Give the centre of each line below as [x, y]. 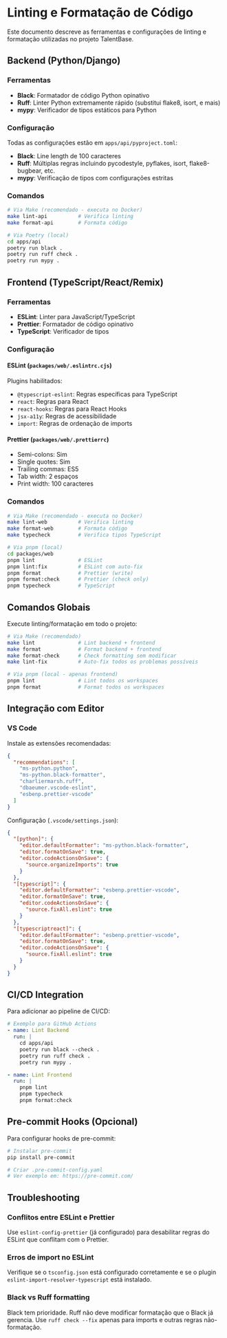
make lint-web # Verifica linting [71, 522]
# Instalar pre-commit [40, 1151]
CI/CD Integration [45, 995]
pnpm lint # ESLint [55, 560]
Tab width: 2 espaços [48, 477]
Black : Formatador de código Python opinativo [83, 95]
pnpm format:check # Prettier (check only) [78, 579]
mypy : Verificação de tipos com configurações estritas [95, 177]
